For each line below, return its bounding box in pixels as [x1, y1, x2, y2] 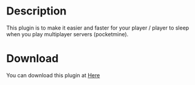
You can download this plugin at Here [6, 71, 100, 79]
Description [6, 4, 67, 18]
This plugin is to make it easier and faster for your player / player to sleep [6, 24, 190, 31]
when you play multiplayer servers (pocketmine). [6, 30, 129, 37]
